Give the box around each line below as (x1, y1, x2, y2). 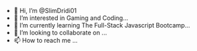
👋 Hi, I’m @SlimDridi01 (13, 7, 77, 14)
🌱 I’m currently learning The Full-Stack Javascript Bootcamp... (13, 21, 191, 29)
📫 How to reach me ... (13, 37, 78, 44)
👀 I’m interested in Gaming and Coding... (13, 14, 129, 22)
